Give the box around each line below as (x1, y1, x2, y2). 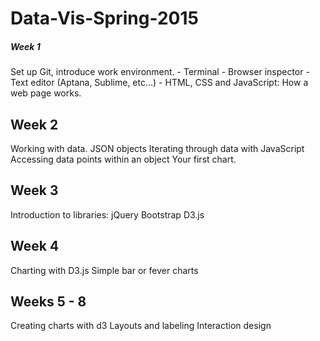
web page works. (10, 87, 82, 99)
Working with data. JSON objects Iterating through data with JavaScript (10, 142, 305, 154)
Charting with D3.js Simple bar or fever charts (10, 264, 199, 276)
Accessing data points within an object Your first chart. (10, 153, 237, 165)
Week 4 (10, 238, 60, 255)
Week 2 (10, 116, 59, 133)
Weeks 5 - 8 (10, 293, 87, 310)
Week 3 (10, 182, 59, 199)
